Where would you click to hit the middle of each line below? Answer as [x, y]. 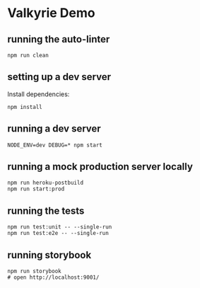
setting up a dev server [59, 77]
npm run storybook [34, 271]
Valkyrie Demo [51, 13]
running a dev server [54, 129]
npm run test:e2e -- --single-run [58, 234]
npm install [25, 107]
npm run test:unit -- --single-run [60, 227]
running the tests [46, 211]
